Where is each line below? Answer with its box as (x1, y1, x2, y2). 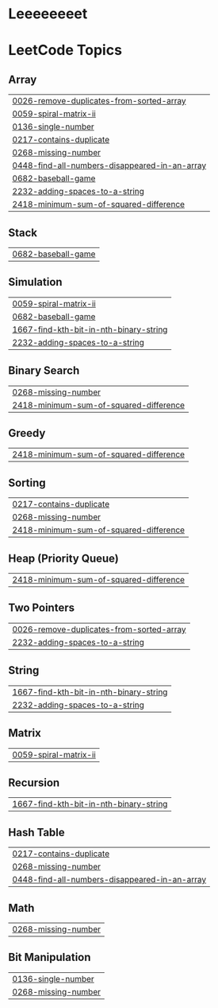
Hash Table (8, 825, 65, 839)
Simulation (8, 275, 63, 289)
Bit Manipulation (8, 951, 91, 964)
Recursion (8, 776, 60, 789)
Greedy (8, 426, 46, 440)
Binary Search (8, 364, 80, 378)
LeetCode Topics (8, 41, 123, 60)
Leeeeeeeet (8, 5, 88, 23)
